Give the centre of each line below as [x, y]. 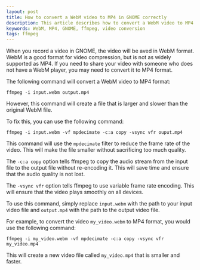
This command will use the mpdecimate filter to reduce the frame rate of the [98, 143]
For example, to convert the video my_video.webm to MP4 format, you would [99, 222]
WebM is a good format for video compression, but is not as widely [89, 57]
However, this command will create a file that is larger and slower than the [97, 104]
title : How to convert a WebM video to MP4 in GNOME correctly [87, 17]
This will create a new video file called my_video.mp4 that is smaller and [93, 255]
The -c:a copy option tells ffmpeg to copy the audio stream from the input [97, 161]
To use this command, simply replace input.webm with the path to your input [99, 204]
